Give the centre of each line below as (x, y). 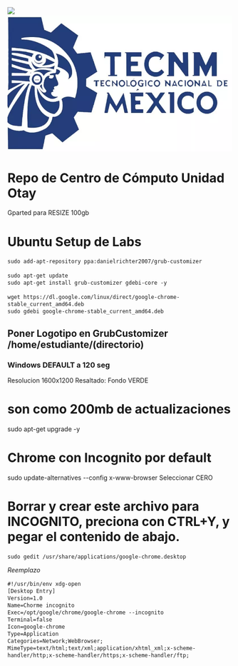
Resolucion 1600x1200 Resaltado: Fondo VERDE (78, 380)
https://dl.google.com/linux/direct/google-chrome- (102, 297)
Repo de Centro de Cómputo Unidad (116, 178)
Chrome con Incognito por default (109, 458)
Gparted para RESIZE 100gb (48, 213)
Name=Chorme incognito (41, 605)
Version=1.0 (25, 598)
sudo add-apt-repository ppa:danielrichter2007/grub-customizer (105, 262)
